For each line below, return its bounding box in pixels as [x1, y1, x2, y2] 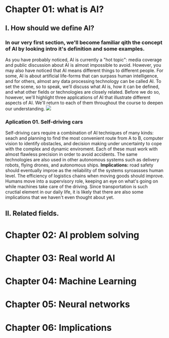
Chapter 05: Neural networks [5, 299, 130, 310]
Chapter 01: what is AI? [5, 4, 104, 15]
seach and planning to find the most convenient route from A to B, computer [5, 135, 164, 141]
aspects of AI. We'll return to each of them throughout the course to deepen [5, 100, 163, 106]
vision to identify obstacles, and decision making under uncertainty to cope [5, 141, 162, 147]
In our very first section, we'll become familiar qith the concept [5, 39, 162, 46]
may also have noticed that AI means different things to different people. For [5, 67, 164, 73]
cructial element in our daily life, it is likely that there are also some [5, 189, 144, 195]
